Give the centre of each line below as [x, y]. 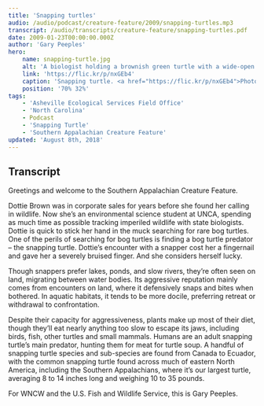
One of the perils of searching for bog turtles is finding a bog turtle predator [131, 239]
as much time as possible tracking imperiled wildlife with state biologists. [126, 223]
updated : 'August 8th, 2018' [56, 140]
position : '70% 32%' [56, 89]
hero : [17, 52]
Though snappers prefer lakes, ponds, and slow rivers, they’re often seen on [132, 271]
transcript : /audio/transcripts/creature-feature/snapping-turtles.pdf [128, 30]
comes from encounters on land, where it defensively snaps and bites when [131, 288]
